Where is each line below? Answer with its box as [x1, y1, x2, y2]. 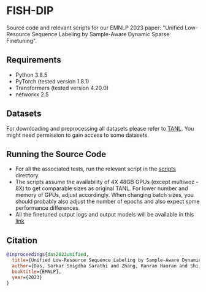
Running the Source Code [6, 148, 107, 159]
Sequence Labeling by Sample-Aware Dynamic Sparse [31, 30, 170, 37]
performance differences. [15, 204, 80, 212]
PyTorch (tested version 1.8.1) [15, 77, 90, 85]
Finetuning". [6, 37, 37, 44]
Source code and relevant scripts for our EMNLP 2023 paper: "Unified [6, 24, 184, 31]
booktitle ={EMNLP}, [12, 268, 62, 275]
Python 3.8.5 [15, 71, 48, 79]
